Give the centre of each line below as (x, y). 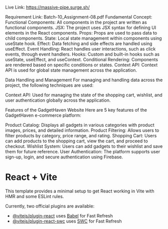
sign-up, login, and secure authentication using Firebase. (64, 157)
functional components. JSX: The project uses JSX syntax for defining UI (81, 28)
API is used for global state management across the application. (71, 70)
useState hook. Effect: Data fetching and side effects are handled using (79, 44)
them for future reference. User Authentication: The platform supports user (83, 152)
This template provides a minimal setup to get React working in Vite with (80, 191)
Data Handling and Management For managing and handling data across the (84, 80)
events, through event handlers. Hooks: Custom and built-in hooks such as (82, 54)
